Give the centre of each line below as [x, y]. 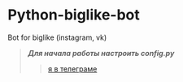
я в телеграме [72, 69]
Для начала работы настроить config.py [101, 53]
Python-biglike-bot [74, 15]
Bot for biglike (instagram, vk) [57, 37]
